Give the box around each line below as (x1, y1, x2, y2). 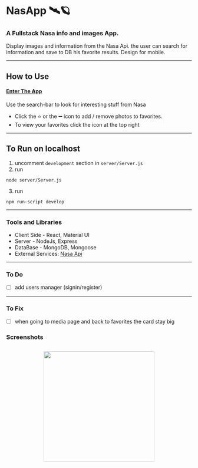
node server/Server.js (6, 177, 62, 183)
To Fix (6, 304, 24, 312)
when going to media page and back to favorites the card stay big (14, 318, 175, 325)
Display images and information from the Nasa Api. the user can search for (6, 42, 187, 50)
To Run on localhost (6, 144, 81, 154)
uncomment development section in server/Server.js (14, 159, 143, 166)
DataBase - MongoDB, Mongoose (14, 244, 97, 251)
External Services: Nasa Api (14, 251, 82, 258)
